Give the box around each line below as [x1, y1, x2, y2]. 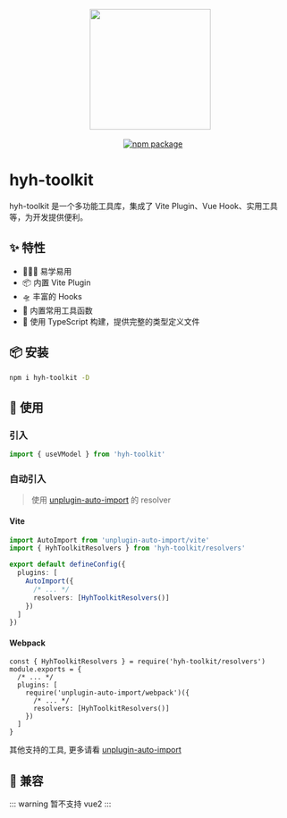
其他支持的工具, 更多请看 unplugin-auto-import [9, 745, 181, 755]
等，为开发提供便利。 [9, 211, 88, 223]
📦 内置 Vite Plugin [21, 277, 91, 288]
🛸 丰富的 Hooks [21, 291, 82, 301]
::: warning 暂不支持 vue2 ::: [9, 798, 112, 809]
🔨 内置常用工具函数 [21, 305, 93, 316]
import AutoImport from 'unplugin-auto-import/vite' [9, 535, 210, 544]
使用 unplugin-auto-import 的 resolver [30, 494, 172, 505]
